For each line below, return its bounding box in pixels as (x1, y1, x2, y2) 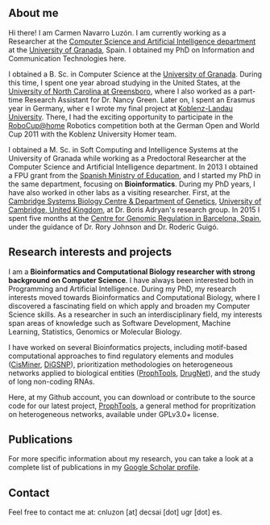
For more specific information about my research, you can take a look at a (8, 454, 254, 464)
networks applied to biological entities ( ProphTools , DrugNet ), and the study (8, 368, 260, 377)
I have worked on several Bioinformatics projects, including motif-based (8, 342, 247, 352)
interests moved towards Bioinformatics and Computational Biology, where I (8, 292, 260, 302)
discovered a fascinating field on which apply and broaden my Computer (8, 301, 251, 310)
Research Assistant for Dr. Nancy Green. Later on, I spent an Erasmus (24, 94, 255, 104)
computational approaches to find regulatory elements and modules (8, 351, 234, 360)
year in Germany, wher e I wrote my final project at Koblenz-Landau (8, 103, 234, 113)
